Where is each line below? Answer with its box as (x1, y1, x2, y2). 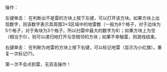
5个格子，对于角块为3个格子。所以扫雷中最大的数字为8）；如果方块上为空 (5, 27, 156, 33)
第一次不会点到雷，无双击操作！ (5, 61, 71, 67)
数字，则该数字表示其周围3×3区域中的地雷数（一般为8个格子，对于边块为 (9, 21, 161, 27)
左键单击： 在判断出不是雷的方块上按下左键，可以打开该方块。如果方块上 (5, 15, 155, 21)
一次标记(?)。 (9, 50, 37, 56)
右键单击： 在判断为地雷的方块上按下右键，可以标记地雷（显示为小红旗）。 (5, 44, 157, 50)
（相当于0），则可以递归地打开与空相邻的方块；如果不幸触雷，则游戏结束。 (5, 34, 159, 39)
